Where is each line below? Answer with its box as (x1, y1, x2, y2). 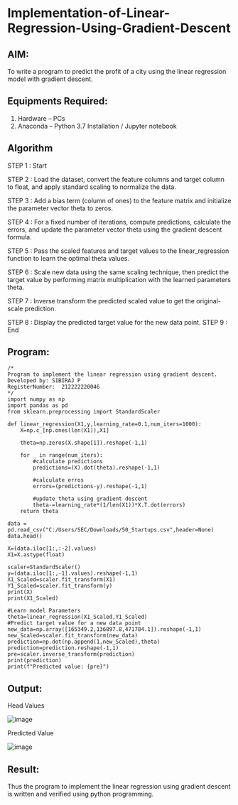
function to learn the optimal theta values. (7, 254, 130, 262)
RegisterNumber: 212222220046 (7, 384, 100, 391)
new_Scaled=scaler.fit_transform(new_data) (7, 632, 139, 639)
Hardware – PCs (17, 114, 65, 122)
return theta (20, 508, 59, 515)
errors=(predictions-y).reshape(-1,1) (33, 483, 148, 490)
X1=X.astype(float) (7, 551, 65, 558)
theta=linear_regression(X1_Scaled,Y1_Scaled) (7, 613, 148, 621)
